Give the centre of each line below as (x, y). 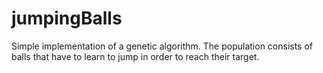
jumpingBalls (67, 18)
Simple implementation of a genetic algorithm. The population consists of (162, 46)
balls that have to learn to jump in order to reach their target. (135, 56)
